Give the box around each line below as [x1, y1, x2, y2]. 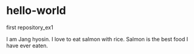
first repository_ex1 [6, 24, 53, 31]
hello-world [6, 4, 67, 18]
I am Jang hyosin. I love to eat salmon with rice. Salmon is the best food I [6, 35, 189, 42]
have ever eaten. [6, 42, 48, 49]
